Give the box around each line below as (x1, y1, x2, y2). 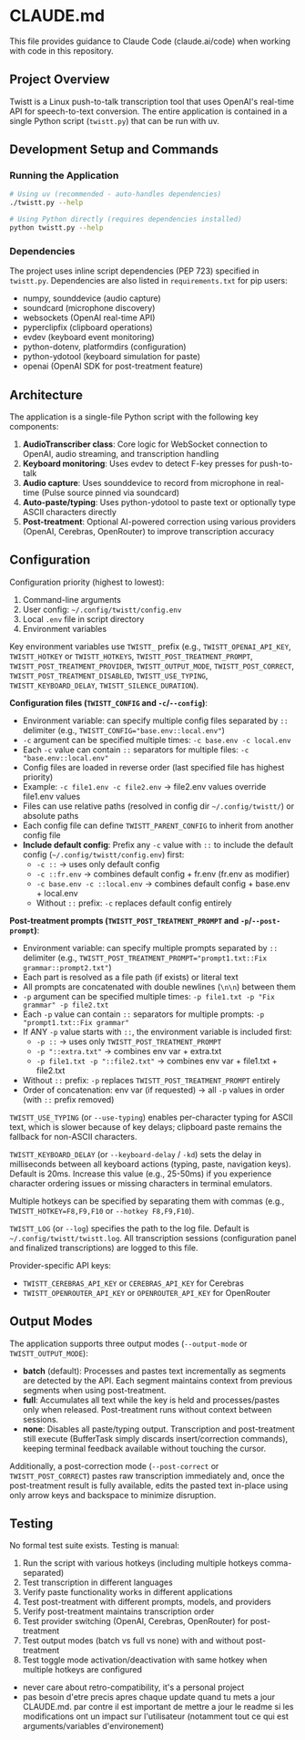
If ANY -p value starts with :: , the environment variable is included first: (22, 1026, 293, 1037)
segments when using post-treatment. (22, 1384, 167, 1395)
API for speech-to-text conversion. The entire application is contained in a (9, 106, 288, 117)
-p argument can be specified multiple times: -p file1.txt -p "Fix (22, 990, 275, 1001)
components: (9, 421, 59, 432)
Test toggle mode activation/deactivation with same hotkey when (22, 1654, 268, 1665)
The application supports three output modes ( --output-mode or (9, 1338, 248, 1349)
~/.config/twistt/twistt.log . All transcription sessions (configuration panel (9, 1232, 297, 1243)
